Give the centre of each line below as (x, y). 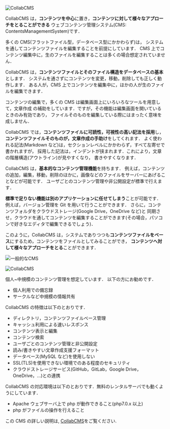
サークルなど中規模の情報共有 (44, 296)
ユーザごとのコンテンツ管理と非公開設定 (55, 344)
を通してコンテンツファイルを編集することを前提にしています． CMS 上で (83, 48)
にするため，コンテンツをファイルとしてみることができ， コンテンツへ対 (86, 241)
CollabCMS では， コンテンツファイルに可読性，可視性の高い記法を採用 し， (84, 132)
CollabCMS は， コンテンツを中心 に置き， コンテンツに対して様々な (76, 18)
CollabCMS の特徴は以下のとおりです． (47, 307)
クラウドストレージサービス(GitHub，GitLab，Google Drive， (77, 369)
